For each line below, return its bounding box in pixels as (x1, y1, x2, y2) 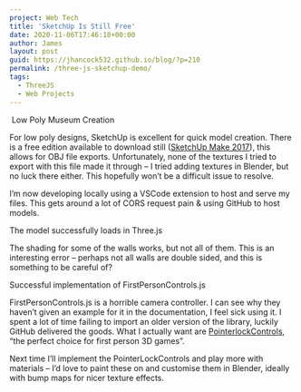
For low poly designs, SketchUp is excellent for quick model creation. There (9, 132, 292, 142)
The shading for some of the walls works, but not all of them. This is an (9, 242, 275, 253)
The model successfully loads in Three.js (9, 224, 163, 236)
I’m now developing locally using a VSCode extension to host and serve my (9, 188, 290, 199)
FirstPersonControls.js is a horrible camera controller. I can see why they (9, 297, 281, 308)
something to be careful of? (9, 261, 113, 272)
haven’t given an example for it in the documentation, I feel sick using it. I (9, 306, 282, 318)
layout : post (9, 47, 59, 56)
